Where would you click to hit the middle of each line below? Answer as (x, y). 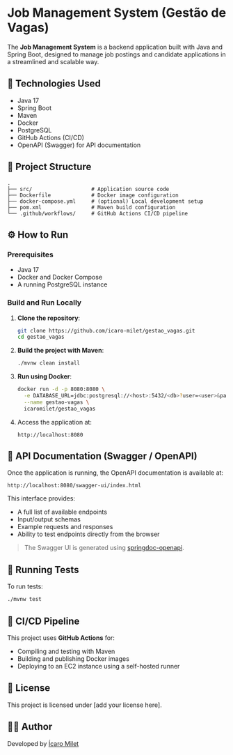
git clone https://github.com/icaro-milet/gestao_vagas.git (106, 330)
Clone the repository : (49, 318)
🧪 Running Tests (43, 570)
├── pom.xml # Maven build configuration (91, 207)
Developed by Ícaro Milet (43, 743)
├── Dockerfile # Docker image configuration (93, 195)
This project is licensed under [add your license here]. (85, 705)
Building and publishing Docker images (73, 658)
